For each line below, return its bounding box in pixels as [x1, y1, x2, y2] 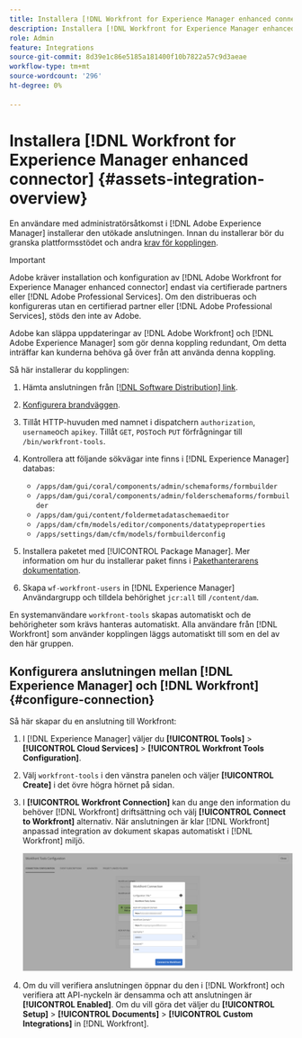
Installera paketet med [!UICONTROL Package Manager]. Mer [22, 545, 251, 556]
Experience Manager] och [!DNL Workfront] [9, 678, 259, 693]
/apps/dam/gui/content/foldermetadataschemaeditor [35, 510, 230, 520]
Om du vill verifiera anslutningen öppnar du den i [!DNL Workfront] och [22, 980, 285, 991]
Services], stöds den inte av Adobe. [9, 310, 142, 321]
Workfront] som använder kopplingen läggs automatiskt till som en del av [9, 628, 280, 639]
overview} [9, 187, 88, 208]
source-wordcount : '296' [9, 72, 102, 81]
